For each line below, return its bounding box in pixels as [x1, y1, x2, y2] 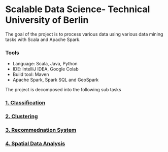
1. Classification [5, 99, 46, 106]
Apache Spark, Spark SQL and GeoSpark [12, 77, 99, 83]
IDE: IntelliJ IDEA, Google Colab [12, 66, 79, 72]
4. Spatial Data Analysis [5, 140, 65, 147]
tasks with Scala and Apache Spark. [5, 36, 81, 43]
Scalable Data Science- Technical [5, 4, 150, 15]
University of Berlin [5, 14, 89, 26]
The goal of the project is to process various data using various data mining [5, 31, 163, 37]
